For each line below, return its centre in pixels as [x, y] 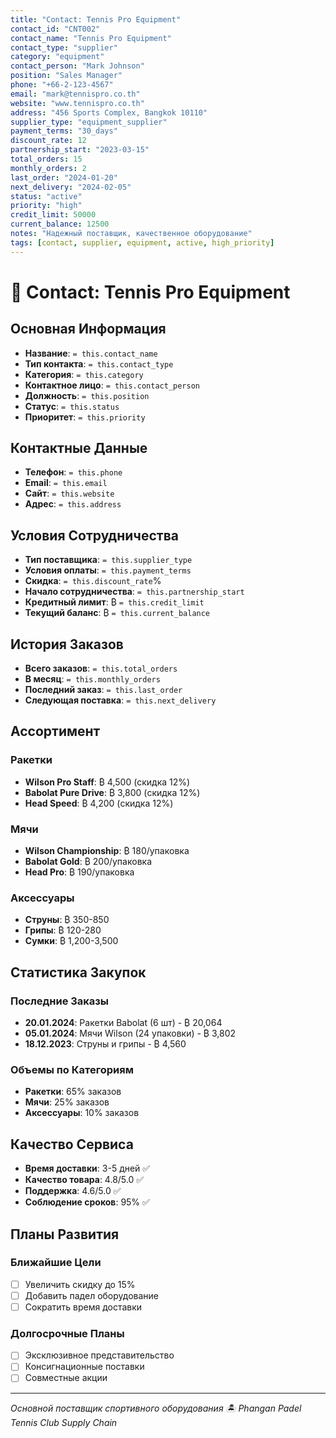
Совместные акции [66, 1378]
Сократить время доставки [83, 1307]
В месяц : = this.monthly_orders [92, 679]
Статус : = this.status [72, 406]
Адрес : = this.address [73, 504]
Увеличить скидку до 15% [80, 1284]
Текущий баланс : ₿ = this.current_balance [117, 613]
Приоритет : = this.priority [85, 417]
